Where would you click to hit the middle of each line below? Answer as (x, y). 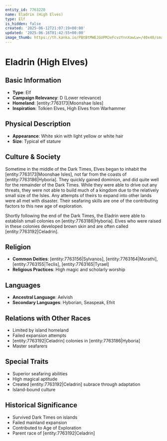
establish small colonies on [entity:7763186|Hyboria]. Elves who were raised (83, 221)
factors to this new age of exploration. (44, 206)
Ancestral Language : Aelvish (42, 297)
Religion (18, 247)
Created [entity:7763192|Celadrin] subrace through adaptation (76, 384)
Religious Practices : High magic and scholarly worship (69, 270)
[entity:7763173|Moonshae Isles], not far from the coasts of (66, 174)
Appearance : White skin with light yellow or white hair (68, 136)
